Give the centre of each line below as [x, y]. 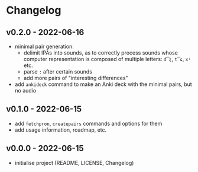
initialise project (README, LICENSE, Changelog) [74, 163]
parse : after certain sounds [58, 71]
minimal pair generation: [44, 46]
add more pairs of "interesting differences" [76, 78]
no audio [25, 90]
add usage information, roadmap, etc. [61, 130]
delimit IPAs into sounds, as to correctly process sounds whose [101, 53]
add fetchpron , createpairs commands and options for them [88, 123]
